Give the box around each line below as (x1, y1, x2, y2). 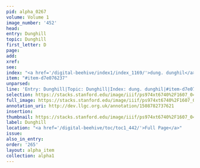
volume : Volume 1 (6, 14, 49, 20)
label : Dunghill (6, 120, 46, 126)
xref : (6, 58, 20, 64)
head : (6, 25, 20, 32)
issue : (6, 130, 23, 137)
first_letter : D (6, 42, 46, 48)
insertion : (6, 108, 33, 114)
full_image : (6, 97, 36, 103)
